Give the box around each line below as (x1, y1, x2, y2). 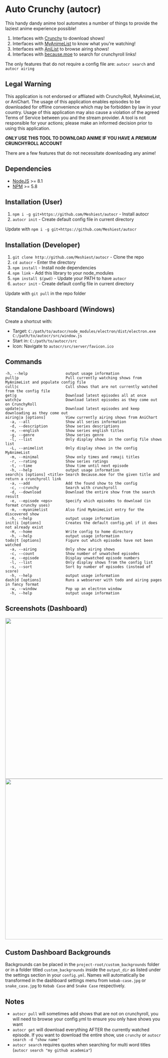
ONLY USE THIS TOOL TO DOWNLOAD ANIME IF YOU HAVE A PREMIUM (5, 135, 156, 141)
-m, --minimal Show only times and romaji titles (9, 454, 140, 459)
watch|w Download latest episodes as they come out (5, 397, 157, 402)
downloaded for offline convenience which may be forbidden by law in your (5, 104, 161, 110)
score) (5, 568, 19, 573)
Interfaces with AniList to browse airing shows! (12, 46, 109, 52)
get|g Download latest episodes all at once (5, 393, 146, 398)
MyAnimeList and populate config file (5, 380, 86, 385)
